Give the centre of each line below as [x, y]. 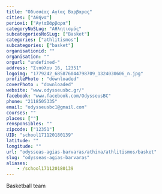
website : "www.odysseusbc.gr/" [45, 90]
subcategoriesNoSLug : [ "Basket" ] [48, 34]
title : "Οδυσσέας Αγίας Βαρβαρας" [49, 12]
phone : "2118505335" [32, 101]
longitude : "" [24, 146]
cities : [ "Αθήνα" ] [29, 17]
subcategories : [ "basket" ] [40, 46]
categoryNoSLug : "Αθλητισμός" [44, 29]
